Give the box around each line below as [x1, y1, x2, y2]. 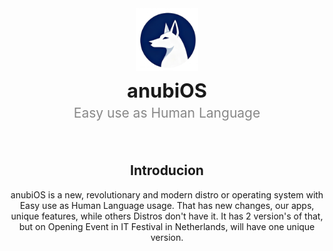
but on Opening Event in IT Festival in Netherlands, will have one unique [18, 220, 316, 232]
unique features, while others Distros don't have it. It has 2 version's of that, [10, 210, 324, 222]
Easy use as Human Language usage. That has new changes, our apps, [19, 199, 315, 211]
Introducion [130, 162, 204, 179]
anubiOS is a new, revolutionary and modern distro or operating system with [10, 188, 324, 201]
